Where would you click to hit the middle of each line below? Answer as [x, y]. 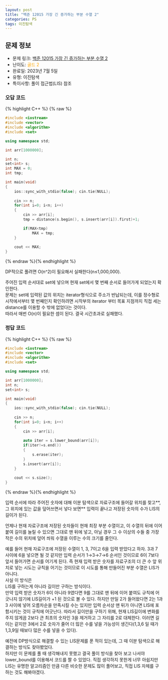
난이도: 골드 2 [26, 65]
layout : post [19, 10]
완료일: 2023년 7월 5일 [35, 71]
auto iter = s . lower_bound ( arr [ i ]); [61, 441]
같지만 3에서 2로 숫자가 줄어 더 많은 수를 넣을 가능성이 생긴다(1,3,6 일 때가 [86, 624]
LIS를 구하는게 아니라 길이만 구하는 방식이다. [48, 586]
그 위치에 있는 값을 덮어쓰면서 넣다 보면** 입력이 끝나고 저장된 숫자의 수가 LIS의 [82, 509]
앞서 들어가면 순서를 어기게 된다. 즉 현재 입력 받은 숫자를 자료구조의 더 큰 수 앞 [81, 561]
